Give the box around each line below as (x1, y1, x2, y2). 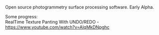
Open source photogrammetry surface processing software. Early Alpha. (5, 4, 155, 10)
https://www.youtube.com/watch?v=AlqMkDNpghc (5, 24, 110, 30)
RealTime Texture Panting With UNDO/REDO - (5, 19, 99, 25)
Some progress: (5, 14, 38, 19)
